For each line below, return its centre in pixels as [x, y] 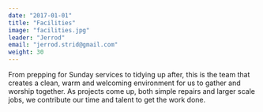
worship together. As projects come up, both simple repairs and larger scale [131, 91]
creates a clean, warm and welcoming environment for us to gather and [124, 83]
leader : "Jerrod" [37, 37]
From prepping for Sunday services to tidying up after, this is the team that [129, 75]
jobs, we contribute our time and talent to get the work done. [107, 100]
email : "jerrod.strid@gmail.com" [63, 45]
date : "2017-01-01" [40, 15]
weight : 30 [26, 52]
